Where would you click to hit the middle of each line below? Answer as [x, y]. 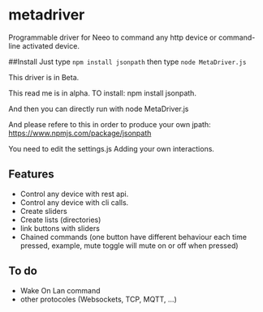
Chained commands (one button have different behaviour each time [134, 237]
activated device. [51, 45]
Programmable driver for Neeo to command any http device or [112, 37]
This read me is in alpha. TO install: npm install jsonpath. [103, 93]
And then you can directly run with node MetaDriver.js [99, 109]
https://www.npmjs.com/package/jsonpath [80, 133]
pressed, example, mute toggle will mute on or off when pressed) [129, 246]
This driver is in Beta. [44, 77]
